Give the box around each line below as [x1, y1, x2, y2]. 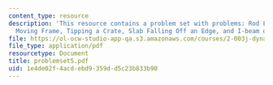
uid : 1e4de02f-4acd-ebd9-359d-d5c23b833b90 [8, 65, 158, 73]
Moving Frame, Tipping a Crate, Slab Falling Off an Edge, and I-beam [15, 27, 260, 35]
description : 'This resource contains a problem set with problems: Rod [8, 19, 260, 28]
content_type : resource [8, 11, 89, 20]
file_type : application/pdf [8, 42, 104, 50]
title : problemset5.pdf [8, 57, 89, 66]
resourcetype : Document [8, 49, 89, 57]
